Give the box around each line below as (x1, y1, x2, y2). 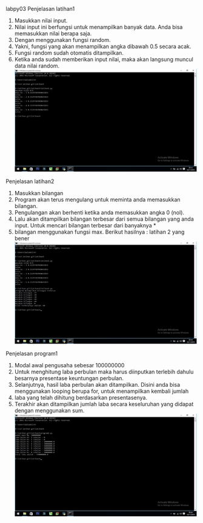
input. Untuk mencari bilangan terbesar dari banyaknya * (14, 221, 156, 229)
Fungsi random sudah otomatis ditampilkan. (14, 49, 124, 57)
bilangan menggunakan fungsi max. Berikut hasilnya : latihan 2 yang (14, 228, 185, 235)
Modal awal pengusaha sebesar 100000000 (14, 362, 125, 369)
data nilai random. (14, 62, 60, 69)
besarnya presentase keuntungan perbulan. (14, 375, 124, 382)
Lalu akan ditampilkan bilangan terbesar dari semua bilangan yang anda (14, 215, 195, 223)
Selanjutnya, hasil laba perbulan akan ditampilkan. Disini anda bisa (14, 381, 181, 389)
